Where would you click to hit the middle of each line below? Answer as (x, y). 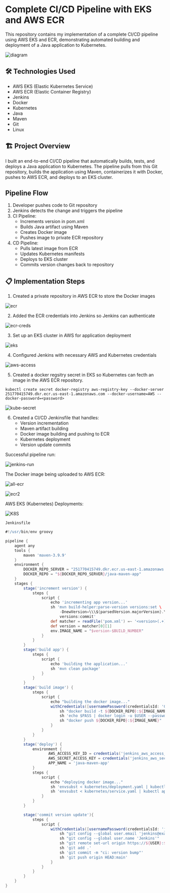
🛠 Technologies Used (40, 71)
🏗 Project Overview (38, 146)
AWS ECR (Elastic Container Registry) (52, 91)
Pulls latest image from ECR (49, 249)
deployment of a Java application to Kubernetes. (56, 45)
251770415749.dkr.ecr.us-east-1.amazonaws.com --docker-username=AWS (80, 394)
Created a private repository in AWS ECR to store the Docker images (84, 296)
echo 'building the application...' (89, 664)
